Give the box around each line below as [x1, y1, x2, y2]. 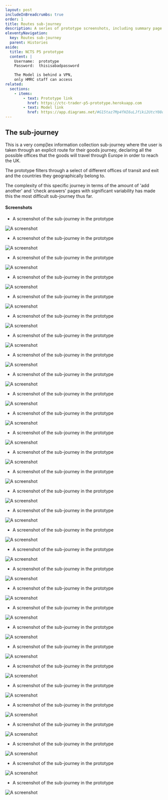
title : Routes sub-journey [5, 21, 61, 27]
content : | [9, 54, 32, 59]
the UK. [5, 158, 21, 164]
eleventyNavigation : [5, 31, 48, 36]
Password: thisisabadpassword [14, 63, 79, 68]
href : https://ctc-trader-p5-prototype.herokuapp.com [27, 100, 142, 105]
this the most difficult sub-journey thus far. [5, 193, 93, 199]
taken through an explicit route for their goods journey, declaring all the [5, 147, 152, 153]
